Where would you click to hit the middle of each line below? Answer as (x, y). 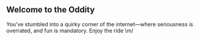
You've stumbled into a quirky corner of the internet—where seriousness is (100, 24)
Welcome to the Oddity (51, 10)
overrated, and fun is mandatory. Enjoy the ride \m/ (70, 30)
